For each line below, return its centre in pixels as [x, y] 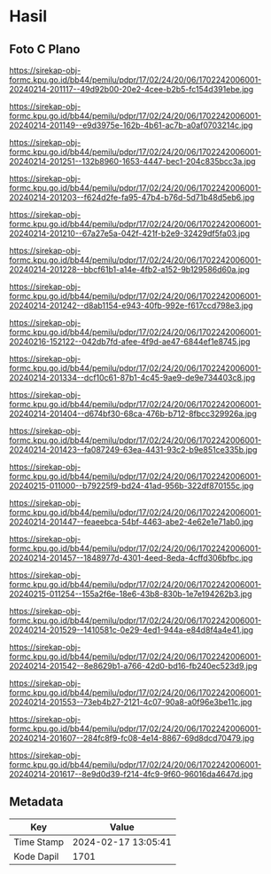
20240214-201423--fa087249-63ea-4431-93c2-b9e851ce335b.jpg [133, 449]
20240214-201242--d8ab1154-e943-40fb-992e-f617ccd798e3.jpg [132, 305]
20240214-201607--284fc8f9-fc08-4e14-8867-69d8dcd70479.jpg [132, 738]
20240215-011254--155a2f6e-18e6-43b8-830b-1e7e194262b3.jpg [131, 594]
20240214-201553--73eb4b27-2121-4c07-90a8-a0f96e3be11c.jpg [131, 702]
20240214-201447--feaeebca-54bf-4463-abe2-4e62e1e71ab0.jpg [132, 522]
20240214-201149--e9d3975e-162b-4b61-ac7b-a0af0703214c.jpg [131, 125]
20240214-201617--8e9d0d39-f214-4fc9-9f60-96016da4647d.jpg [132, 774]
